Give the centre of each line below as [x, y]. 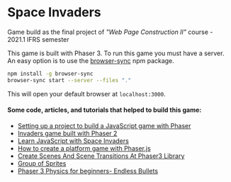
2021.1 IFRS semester [38, 39]
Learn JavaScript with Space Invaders [73, 141]
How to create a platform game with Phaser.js [84, 148]
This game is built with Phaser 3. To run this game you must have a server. [116, 53]
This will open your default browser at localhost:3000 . [86, 93]
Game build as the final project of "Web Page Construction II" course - [110, 32]
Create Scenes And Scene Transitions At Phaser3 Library [101, 156]
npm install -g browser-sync [50, 74]
